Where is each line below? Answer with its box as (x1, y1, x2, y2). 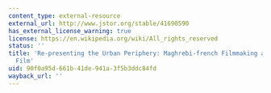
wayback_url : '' (8, 72, 63, 80)
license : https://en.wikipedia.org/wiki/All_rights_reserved (8, 34, 219, 43)
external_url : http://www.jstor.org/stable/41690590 (8, 19, 190, 27)
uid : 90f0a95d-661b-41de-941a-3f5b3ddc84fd (8, 65, 157, 73)
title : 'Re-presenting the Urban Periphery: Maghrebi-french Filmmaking (8, 49, 258, 57)
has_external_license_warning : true (8, 27, 131, 35)
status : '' (8, 42, 45, 50)
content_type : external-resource (8, 11, 121, 20)
